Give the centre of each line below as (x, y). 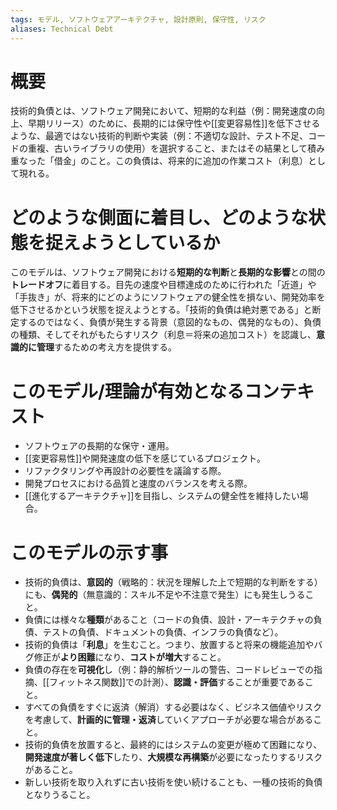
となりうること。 (60, 795)
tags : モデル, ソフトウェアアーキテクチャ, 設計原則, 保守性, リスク (138, 19)
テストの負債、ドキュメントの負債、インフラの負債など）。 (163, 632)
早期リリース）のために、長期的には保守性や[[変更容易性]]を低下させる (174, 123)
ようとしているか (150, 242)
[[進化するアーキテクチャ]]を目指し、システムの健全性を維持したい (162, 496)
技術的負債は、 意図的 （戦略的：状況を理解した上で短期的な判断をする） (173, 582)
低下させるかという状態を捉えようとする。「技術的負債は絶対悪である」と (161, 310)
